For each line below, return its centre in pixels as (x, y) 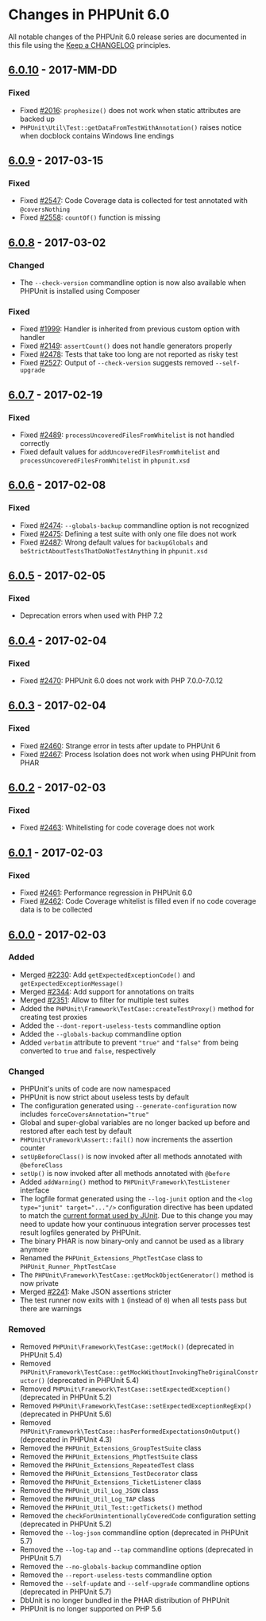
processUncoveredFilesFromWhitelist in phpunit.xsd (105, 460)
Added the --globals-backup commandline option (101, 1033)
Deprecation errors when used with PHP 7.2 (91, 615)
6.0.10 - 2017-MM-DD (63, 70)
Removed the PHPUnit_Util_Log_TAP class (87, 1499)
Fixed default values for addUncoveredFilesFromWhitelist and (120, 451)
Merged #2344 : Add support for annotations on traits (107, 991)
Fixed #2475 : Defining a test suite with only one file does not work (128, 533)
